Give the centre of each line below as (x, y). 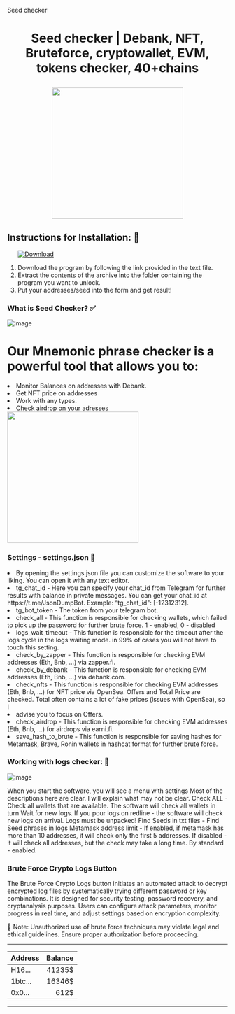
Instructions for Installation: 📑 (73, 237)
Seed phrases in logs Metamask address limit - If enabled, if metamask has (115, 828)
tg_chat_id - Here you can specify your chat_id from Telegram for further (121, 588)
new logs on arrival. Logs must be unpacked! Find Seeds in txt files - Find (113, 820)
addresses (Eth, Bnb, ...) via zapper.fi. (61, 662)
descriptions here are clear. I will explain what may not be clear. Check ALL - (117, 798)
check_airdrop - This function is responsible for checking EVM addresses (122, 721)
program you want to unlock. (59, 282)
